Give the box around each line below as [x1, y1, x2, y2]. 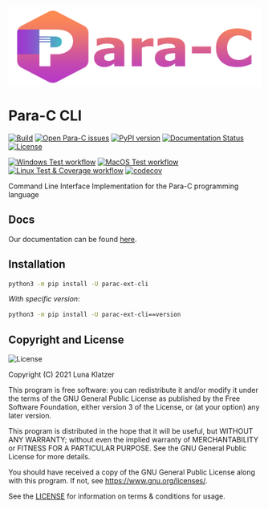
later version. [8, 411, 52, 421]
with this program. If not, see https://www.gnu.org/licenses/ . [8, 476, 208, 486]
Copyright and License [8, 333, 124, 346]
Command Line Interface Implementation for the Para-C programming [8, 181, 239, 191]
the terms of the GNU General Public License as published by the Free [8, 394, 241, 403]
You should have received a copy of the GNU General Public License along [8, 467, 255, 477]
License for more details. [8, 452, 91, 462]
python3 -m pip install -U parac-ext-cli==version [8, 311, 181, 319]
